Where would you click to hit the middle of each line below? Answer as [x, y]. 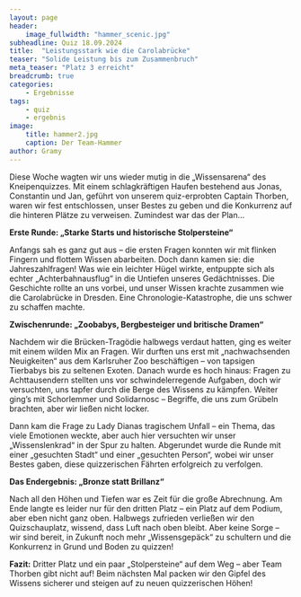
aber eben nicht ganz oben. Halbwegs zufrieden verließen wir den [132, 518]
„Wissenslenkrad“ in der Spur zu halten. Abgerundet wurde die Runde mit [145, 444]
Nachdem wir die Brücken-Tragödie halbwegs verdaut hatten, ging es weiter [150, 341]
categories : [31, 84]
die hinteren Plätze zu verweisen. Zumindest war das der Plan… [127, 215]
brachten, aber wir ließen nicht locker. [80, 408]
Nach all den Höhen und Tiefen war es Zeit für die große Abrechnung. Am [146, 498]
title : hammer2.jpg [62, 135]
